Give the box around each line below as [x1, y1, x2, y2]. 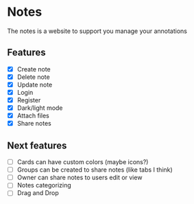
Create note [16, 65, 51, 73]
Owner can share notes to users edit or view [16, 173, 143, 182]
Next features [7, 139, 67, 151]
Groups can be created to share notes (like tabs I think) [16, 166, 173, 174]
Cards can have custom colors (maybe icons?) [16, 158, 149, 166]
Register [16, 96, 41, 104]
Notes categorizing [16, 181, 72, 190]
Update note [16, 80, 53, 89]
